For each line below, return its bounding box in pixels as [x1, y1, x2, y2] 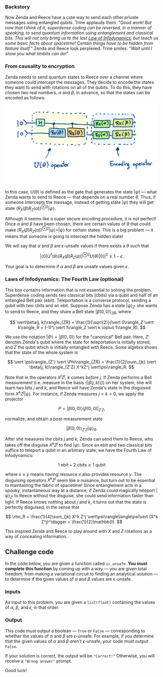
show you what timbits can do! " [5, 51, 69, 57]
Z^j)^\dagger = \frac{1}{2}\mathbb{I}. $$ [41, 519, 123, 525]
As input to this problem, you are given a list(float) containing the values [5, 600, 156, 605]
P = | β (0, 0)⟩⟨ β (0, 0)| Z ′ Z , [58, 406, 106, 412]
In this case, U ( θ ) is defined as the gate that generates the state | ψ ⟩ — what [5, 189, 157, 194]
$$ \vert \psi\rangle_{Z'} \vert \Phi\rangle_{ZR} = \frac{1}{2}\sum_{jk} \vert [7, 359, 157, 365]
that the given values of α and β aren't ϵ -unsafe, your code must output [5, 638, 148, 644]
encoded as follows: [5, 95, 46, 100]
